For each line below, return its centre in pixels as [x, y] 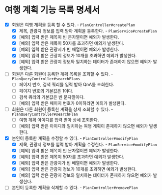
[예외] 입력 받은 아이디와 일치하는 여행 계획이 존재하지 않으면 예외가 [83, 126]
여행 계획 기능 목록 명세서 [52, 10]
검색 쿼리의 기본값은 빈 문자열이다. [52, 97]
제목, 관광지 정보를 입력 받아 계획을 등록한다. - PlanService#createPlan [88, 31]
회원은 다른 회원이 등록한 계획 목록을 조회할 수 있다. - [62, 74]
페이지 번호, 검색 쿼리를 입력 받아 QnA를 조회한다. [67, 85]
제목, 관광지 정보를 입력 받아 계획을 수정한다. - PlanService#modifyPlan [88, 144]
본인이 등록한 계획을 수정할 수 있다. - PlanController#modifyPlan [75, 138]
